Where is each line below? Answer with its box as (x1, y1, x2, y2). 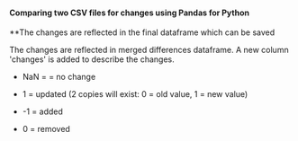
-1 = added (22, 106, 63, 117)
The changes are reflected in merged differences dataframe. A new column (9, 45, 290, 56)
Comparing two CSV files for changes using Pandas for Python (9, 7, 250, 18)
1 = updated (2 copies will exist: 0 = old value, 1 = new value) (22, 89, 248, 100)
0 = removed (22, 124, 70, 135)
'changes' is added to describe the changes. (9, 54, 175, 65)
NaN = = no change (22, 72, 96, 83)
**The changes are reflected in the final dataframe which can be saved (9, 27, 275, 38)
